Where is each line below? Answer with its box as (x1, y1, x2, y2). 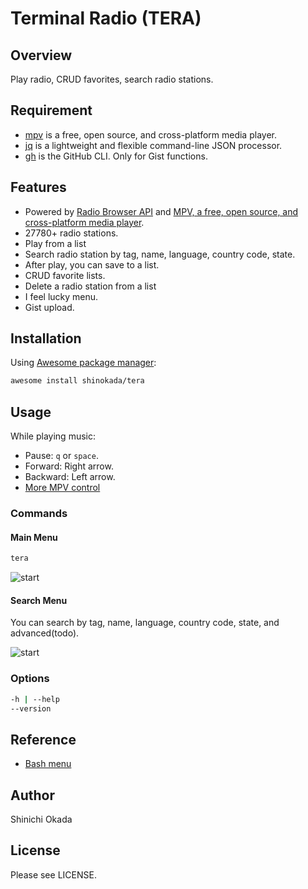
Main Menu (10, 531, 58, 543)
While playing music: (10, 430, 96, 442)
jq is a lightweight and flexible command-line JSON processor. (24, 139, 283, 151)
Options (10, 672, 50, 686)
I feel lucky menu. (24, 290, 99, 302)
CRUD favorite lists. (24, 269, 106, 281)
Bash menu (24, 758, 72, 770)
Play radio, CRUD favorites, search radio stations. (10, 73, 214, 85)
